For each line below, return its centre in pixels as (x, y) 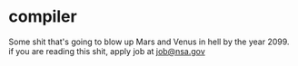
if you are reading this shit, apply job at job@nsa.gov (107, 51)
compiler (43, 17)
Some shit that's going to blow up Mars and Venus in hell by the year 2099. (149, 42)
